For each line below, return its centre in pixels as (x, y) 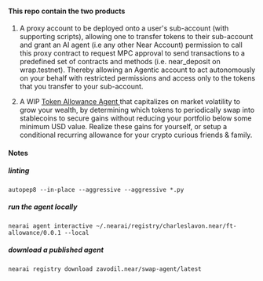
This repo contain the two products (67, 11)
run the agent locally (43, 207)
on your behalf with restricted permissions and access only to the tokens (137, 78)
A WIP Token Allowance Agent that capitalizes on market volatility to (130, 102)
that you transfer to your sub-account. (81, 87)
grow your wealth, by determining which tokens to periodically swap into (137, 110)
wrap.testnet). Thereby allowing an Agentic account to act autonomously (137, 70)
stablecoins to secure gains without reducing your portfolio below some (135, 118)
